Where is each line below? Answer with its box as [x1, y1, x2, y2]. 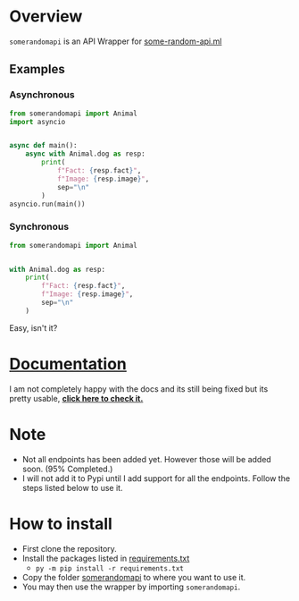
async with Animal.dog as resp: [25, 149, 145, 158]
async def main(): [9, 141, 78, 150]
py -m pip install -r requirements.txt [35, 563, 185, 573]
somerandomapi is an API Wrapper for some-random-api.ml [9, 36, 222, 47]
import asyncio [9, 117, 66, 126]
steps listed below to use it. [21, 482, 123, 493]
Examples [9, 62, 65, 77]
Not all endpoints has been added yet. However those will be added [21, 453, 272, 464]
